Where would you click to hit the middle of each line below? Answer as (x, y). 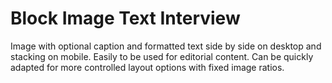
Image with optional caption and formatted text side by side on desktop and (166, 46)
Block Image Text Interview (125, 18)
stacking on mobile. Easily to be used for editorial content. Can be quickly (162, 56)
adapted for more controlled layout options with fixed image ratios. (147, 67)
